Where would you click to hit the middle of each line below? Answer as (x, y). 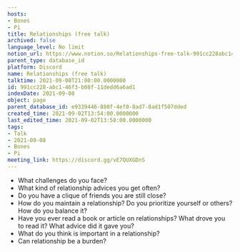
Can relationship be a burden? (62, 241)
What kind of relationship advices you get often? (89, 188)
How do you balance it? (52, 211)
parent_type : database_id (46, 61)
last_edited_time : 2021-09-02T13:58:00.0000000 (80, 120)
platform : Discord (35, 67)
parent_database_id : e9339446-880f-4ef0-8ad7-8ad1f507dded (97, 107)
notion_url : (25, 54)
